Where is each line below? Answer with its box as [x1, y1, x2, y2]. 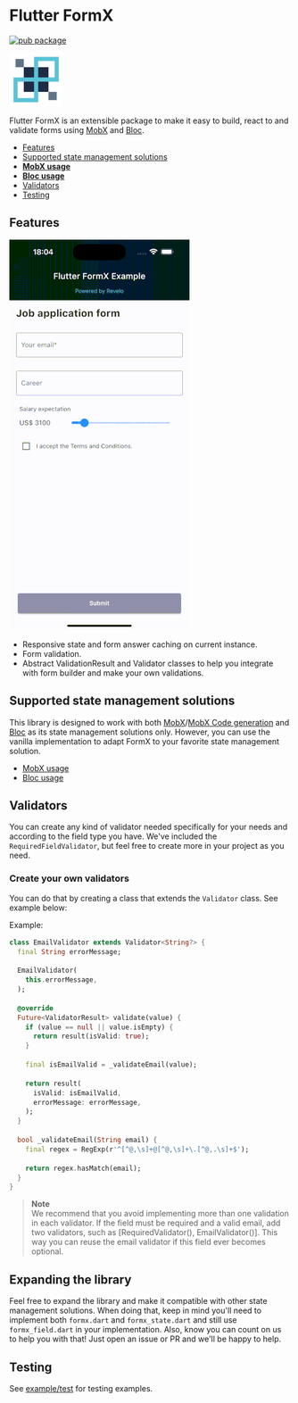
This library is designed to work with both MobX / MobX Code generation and [9, 717, 290, 727]
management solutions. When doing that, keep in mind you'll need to [9, 1305, 261, 1316]
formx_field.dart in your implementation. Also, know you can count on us [9, 1324, 282, 1335]
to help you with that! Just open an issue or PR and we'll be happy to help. [9, 1333, 282, 1344]
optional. [30, 1246, 64, 1257]
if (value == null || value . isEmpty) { [25, 1023, 174, 1032]
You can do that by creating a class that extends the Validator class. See [9, 892, 278, 903]
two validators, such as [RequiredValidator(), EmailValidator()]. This [30, 1227, 278, 1238]
